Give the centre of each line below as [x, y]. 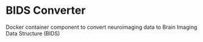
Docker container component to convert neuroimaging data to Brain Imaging [101, 27]
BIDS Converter [46, 10]
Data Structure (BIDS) [33, 33]
